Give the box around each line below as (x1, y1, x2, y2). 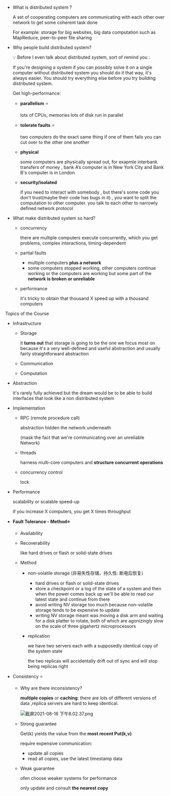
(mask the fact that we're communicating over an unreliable (20, 434, 145, 440)
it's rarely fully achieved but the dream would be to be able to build (12, 390, 152, 396)
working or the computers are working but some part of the (27, 271, 152, 276)
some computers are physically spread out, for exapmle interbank (20, 159, 158, 165)
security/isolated (20, 180, 57, 185)
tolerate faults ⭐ (20, 122, 55, 128)
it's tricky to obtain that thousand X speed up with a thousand (20, 295, 149, 301)
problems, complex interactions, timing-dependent (20, 240, 126, 246)
